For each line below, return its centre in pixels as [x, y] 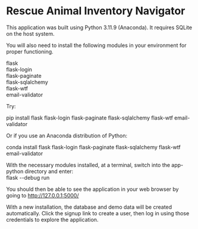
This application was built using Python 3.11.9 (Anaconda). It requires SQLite [99, 27]
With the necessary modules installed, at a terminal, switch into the [88, 165]
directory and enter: [49, 171]
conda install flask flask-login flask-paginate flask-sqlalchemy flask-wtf [93, 147]
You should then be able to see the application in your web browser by [92, 189]
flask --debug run [28, 177]
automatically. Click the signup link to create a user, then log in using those [98, 213]
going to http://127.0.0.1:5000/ [43, 195]
